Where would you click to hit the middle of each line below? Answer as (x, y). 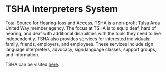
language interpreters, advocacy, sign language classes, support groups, (81, 49)
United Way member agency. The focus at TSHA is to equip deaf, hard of (81, 28)
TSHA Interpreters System (62, 9)
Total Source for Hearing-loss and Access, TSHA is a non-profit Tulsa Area (83, 23)
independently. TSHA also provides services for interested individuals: (78, 39)
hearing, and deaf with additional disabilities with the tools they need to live (83, 33)
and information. (22, 55)
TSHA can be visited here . (32, 64)
